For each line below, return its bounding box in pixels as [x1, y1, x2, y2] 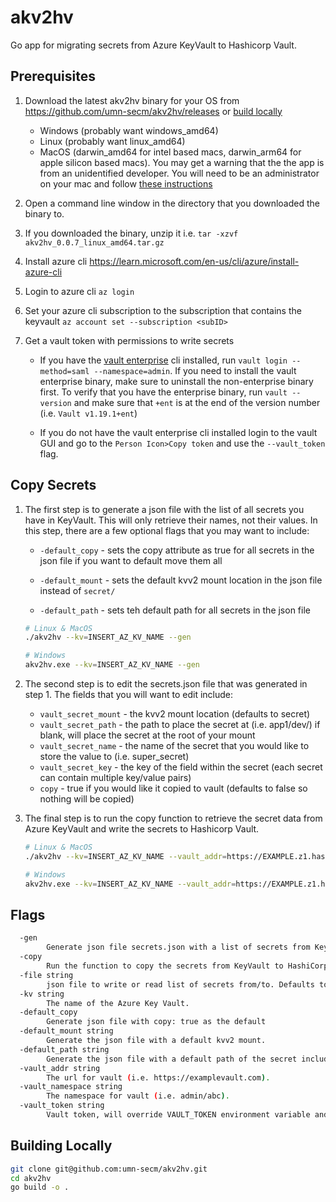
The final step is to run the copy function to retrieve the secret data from [24, 812, 323, 825]
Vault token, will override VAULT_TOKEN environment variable [46, 1110, 311, 1120]
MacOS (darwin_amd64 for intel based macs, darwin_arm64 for [39, 146, 302, 158]
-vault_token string [19, 1101, 105, 1111]
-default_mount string [19, 1026, 114, 1036]
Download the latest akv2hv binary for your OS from [24, 94, 240, 106]
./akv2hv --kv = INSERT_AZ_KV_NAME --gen [24, 632, 192, 643]
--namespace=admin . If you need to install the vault [93, 364, 297, 376]
